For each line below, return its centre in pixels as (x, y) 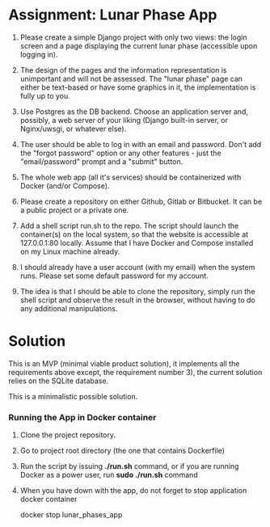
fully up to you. (45, 95)
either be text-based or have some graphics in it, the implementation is (138, 87)
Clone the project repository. (67, 435)
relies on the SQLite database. (59, 381)
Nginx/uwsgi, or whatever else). (73, 129)
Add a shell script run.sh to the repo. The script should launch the (129, 226)
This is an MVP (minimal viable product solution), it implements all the (124, 363)
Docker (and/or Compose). (65, 186)
